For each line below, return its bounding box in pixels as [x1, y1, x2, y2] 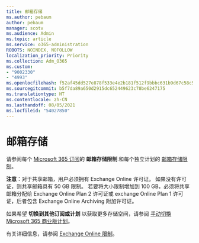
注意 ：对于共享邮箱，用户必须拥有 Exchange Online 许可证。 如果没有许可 [6, 176, 187, 183]
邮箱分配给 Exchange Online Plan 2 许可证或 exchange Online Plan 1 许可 [6, 190, 184, 197]
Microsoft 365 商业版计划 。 [6, 218, 73, 225]
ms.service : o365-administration [6, 42, 89, 48]
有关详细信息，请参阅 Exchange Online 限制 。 [6, 230, 118, 237]
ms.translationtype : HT [6, 91, 65, 97]
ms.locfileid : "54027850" [6, 108, 70, 114]
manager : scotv [6, 25, 44, 31]
